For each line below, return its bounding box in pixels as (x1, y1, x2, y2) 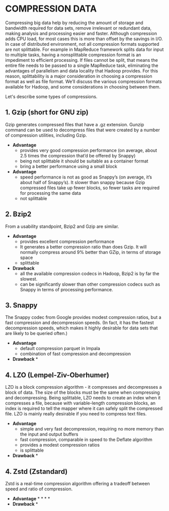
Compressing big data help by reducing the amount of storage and (5, 20, 143, 26)
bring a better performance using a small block (20, 163, 117, 169)
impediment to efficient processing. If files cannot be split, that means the (5, 57, 158, 63)
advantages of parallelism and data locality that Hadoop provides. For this (5, 67, 158, 73)
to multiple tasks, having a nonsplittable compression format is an (5, 51, 141, 58)
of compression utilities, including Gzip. (5, 132, 87, 138)
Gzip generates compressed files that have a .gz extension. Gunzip (5, 121, 144, 127)
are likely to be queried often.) (5, 330, 68, 336)
